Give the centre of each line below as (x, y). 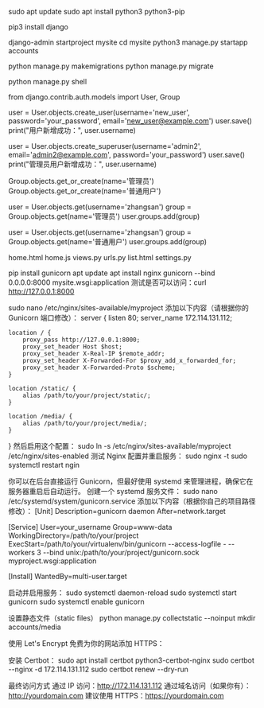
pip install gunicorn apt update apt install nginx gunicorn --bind (112, 273)
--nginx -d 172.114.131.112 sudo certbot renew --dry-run (98, 669)
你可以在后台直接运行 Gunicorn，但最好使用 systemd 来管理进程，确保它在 (131, 481)
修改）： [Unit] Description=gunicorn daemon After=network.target (117, 511)
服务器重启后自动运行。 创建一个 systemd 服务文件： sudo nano (113, 491)
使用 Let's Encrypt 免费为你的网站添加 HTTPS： (86, 643)
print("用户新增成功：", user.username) (72, 130)
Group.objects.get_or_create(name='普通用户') (85, 191)
